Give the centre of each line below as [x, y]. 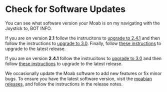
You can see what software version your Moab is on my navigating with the [82, 23]
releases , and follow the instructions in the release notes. [64, 84]
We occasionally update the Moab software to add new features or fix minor [83, 73]
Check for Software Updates [65, 9]
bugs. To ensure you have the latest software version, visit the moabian [79, 78]
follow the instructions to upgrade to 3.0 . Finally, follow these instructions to [83, 43]
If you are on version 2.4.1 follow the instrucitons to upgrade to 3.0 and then [83, 58]
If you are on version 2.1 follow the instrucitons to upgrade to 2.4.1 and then [83, 38]
